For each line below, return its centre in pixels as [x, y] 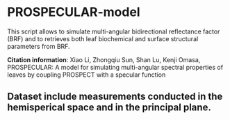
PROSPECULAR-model [74, 12]
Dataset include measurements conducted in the [115, 97]
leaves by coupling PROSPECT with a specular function [87, 75]
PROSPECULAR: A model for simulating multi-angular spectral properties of [115, 67]
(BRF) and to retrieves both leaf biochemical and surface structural [103, 38]
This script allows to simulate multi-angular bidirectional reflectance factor [114, 31]
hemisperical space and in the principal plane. [109, 108]
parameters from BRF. [39, 46]
